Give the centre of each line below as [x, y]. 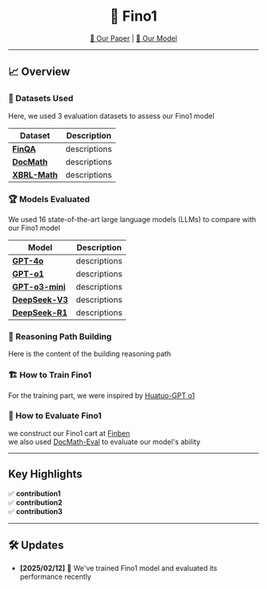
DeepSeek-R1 [40, 312]
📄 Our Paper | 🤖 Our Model [133, 38]
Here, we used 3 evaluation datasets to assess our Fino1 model [111, 115]
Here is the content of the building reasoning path [90, 354]
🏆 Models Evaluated [49, 199]
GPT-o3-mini [39, 287]
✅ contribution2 [35, 502]
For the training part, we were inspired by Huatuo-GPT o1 [102, 395]
